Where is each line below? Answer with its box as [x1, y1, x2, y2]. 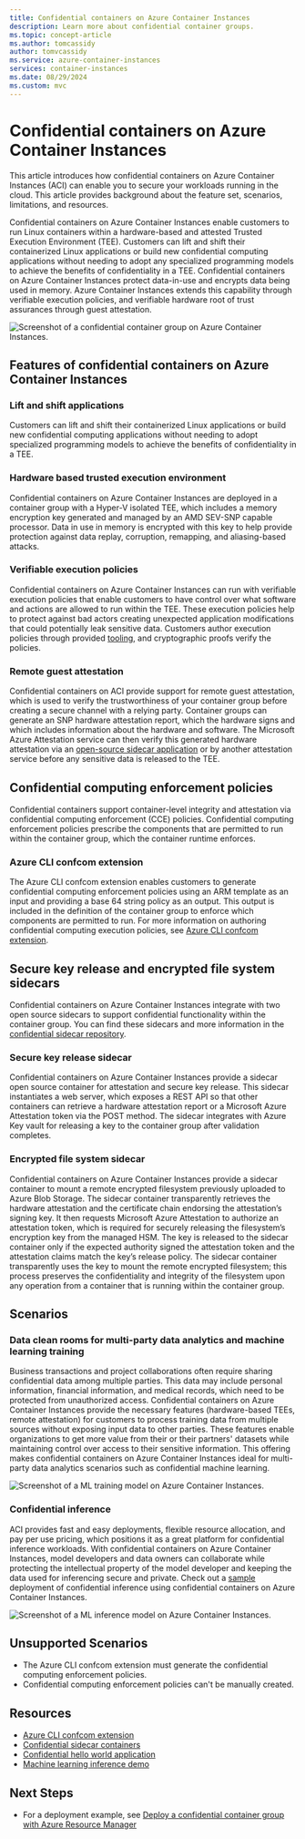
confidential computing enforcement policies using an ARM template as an [9, 886, 290, 898]
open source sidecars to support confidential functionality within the [9, 1009, 267, 1021]
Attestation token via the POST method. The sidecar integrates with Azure [9, 1111, 287, 1122]
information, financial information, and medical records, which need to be [9, 1385, 285, 1396]
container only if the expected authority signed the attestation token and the [9, 1241, 295, 1252]
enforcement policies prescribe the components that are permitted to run [9, 823, 284, 834]
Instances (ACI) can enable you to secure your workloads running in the [9, 180, 280, 190]
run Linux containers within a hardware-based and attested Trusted [9, 226, 262, 237]
